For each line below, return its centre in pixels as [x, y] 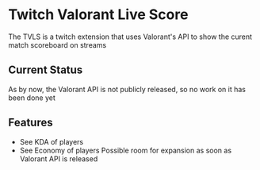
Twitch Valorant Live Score [98, 15]
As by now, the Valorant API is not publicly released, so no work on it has [127, 89]
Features [31, 123]
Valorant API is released [59, 158]
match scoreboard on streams [57, 44]
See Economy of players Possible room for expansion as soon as [126, 150]
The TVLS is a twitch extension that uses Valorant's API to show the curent [130, 37]
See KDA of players [52, 141]
